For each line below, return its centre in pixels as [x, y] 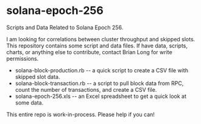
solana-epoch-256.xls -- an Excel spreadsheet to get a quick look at [101, 96]
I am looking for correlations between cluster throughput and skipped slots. [101, 39]
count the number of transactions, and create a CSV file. [86, 89]
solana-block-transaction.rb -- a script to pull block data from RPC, [99, 83]
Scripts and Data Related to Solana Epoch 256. [65, 27]
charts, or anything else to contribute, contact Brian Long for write [89, 52]
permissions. [23, 58]
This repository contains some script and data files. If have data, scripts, [97, 46]
